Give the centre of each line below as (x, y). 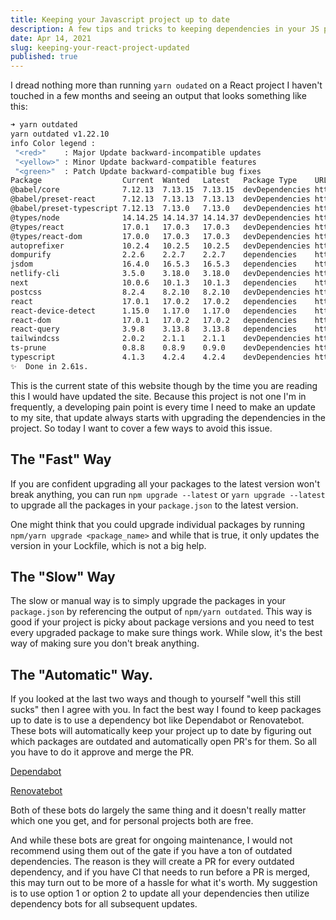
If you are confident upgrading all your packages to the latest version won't (165, 483)
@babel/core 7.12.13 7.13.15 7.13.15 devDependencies (160, 190)
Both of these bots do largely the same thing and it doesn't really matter (158, 810)
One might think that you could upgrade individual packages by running (158, 524)
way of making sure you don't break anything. (105, 643)
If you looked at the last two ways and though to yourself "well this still (156, 699)
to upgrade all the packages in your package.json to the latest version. (154, 505)
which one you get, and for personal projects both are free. (132, 821)
